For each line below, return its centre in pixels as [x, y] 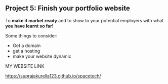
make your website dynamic [42, 56]
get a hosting [26, 51]
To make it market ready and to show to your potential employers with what [85, 20]
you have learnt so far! [30, 26]
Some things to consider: [31, 35]
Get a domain [27, 46]
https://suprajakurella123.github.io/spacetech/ [53, 76]
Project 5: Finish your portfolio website [68, 8]
